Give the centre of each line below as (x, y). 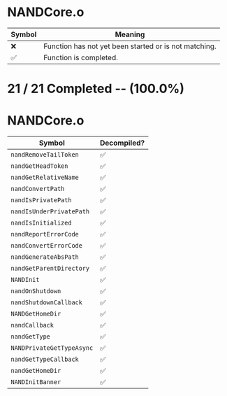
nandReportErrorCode (45, 234)
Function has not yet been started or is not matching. (130, 46)
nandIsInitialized (41, 223)
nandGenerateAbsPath (45, 257)
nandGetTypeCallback (45, 360)
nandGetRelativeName (45, 178)
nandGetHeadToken (39, 166)
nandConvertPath (38, 189)
